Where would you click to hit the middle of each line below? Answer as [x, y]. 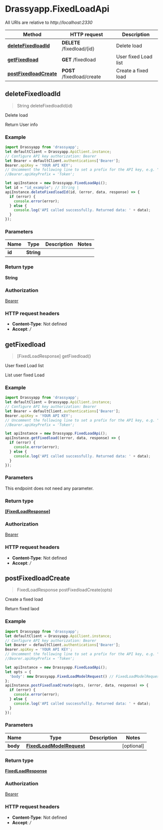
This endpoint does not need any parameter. [49, 488]
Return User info [21, 124]
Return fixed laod [22, 609]
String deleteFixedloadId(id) [45, 106]
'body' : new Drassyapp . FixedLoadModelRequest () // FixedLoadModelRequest [85, 676]
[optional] [133, 746]
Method [32, 34]
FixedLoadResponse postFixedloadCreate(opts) [65, 590]
